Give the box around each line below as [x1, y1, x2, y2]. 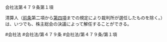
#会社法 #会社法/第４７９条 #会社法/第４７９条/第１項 [5, 32, 117, 37]
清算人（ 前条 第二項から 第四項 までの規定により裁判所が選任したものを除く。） [5, 15, 163, 21]
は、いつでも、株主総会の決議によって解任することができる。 [5, 21, 132, 27]
